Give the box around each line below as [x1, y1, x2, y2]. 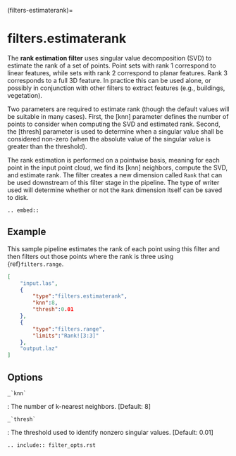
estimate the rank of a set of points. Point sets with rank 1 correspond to [7, 61, 216, 70]
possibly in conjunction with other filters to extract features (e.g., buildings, [7, 84, 225, 92]
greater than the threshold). [7, 142, 87, 151]
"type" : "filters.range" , [32, 325, 106, 333]
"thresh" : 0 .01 [32, 306, 74, 313]
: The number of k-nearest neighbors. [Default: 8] [7, 402, 151, 410]
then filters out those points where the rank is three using [7, 252, 174, 260]
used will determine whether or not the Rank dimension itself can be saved [7, 186, 223, 194]
